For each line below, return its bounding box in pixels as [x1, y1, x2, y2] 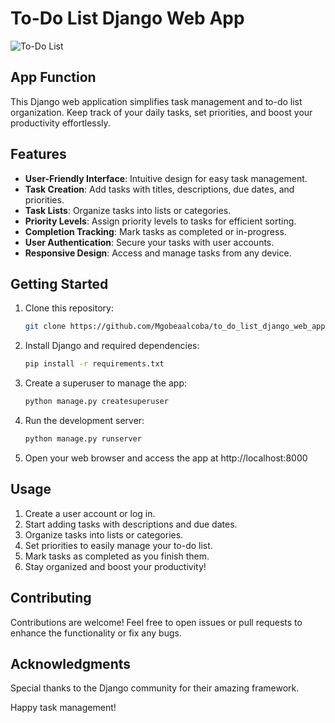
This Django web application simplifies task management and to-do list [10, 95, 303, 107]
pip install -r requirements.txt [24, 359, 165, 369]
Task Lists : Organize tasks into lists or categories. [24, 204, 232, 216]
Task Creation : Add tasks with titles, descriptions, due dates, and [24, 183, 295, 195]
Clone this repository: [24, 302, 114, 314]
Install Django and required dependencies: [24, 340, 200, 352]
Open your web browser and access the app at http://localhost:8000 [24, 452, 308, 464]
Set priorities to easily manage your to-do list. [24, 539, 213, 551]
